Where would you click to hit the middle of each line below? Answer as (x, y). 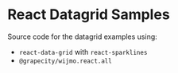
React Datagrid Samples (89, 15)
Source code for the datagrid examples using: (83, 36)
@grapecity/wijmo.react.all (65, 61)
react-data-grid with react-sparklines (83, 52)
